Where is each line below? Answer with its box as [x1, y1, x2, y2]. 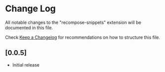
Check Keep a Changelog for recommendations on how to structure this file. [5, 34, 161, 40]
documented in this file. [5, 24, 53, 30]
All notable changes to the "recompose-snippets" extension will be [5, 19, 142, 25]
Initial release [12, 62, 40, 68]
